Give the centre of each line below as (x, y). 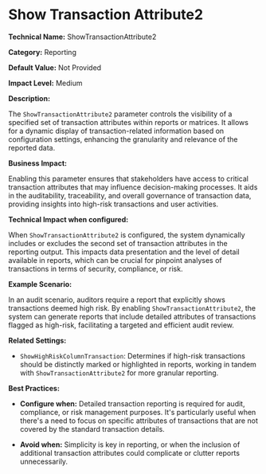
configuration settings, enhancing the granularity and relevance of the (123, 139)
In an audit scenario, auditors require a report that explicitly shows (117, 300)
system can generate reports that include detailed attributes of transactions (132, 316)
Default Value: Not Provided (55, 67)
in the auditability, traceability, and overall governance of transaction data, (130, 195)
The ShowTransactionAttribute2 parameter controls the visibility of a (120, 114)
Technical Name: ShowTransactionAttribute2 (82, 37)
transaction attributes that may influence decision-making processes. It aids (133, 187)
